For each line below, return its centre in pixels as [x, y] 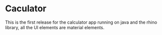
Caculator [26, 9]
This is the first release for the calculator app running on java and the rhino [81, 22]
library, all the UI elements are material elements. [55, 27]
